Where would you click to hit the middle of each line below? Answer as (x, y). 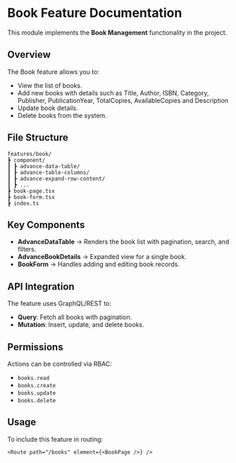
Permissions (35, 347)
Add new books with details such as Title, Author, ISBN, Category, (113, 92)
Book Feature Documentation (95, 13)
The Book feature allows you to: (54, 71)
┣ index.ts (23, 203)
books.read (33, 378)
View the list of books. (50, 85)
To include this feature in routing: (55, 439)
